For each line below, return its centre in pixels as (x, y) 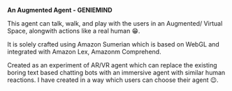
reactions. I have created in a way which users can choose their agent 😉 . (113, 80)
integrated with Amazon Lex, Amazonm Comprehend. (85, 52)
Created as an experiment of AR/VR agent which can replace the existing (112, 65)
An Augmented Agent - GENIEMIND (60, 10)
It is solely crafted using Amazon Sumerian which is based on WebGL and (114, 44)
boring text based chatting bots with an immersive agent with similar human (116, 73)
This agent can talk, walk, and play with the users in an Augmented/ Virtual (115, 23)
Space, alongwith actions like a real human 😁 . (74, 31)
